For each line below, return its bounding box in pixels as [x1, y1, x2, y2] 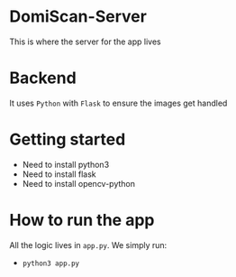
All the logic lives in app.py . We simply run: [9, 239, 168, 250]
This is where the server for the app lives [9, 36, 161, 47]
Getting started [9, 129, 126, 150]
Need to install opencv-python [22, 178, 136, 189]
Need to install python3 [22, 159, 110, 170]
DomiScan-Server [9, 6, 147, 27]
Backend [9, 68, 77, 88]
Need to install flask [22, 169, 96, 180]
